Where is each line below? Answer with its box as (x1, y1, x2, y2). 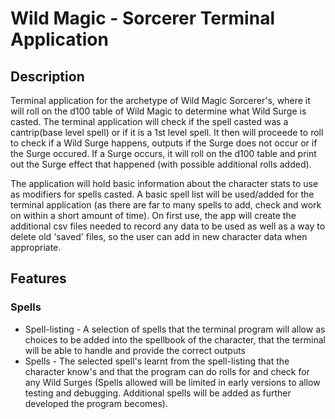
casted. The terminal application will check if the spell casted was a (10, 116, 289, 127)
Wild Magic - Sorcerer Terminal (10, 7, 275, 30)
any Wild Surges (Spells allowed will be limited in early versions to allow (24, 376, 321, 388)
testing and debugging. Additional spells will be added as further (24, 387, 292, 399)
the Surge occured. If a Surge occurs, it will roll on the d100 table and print (10, 148, 317, 159)
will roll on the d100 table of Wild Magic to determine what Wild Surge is (10, 105, 307, 117)
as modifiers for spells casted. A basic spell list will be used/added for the (10, 188, 315, 200)
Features (10, 270, 67, 287)
